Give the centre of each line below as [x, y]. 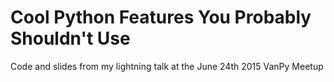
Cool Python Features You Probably [161, 17]
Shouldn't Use [70, 38]
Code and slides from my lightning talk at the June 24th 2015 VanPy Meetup [167, 66]
